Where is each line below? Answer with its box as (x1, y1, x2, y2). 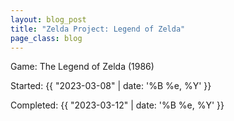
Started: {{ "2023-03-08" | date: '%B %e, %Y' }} (10, 80, 212, 92)
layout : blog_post (10, 14, 87, 25)
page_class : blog (10, 33, 83, 43)
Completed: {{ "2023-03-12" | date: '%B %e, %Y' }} (10, 99, 225, 111)
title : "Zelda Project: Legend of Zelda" (10, 24, 186, 34)
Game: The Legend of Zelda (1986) (10, 61, 155, 73)
